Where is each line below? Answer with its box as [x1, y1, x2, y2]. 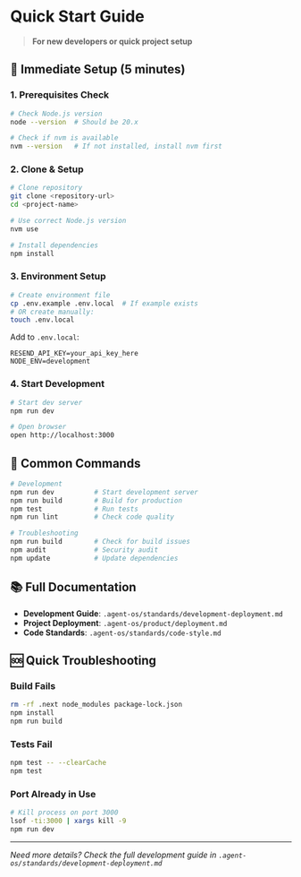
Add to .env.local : [10, 331, 79, 342]
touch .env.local [10, 315, 75, 324]
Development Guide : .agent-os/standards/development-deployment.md [22, 607, 284, 619]
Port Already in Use [10, 787, 96, 800]
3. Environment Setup [10, 271, 106, 283]
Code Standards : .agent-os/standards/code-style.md [22, 627, 222, 638]
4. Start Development [10, 378, 105, 391]
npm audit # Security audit [10, 546, 159, 555]
